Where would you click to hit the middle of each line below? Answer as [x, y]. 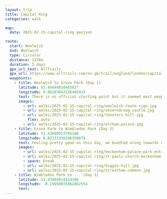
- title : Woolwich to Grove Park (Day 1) [57, 83]
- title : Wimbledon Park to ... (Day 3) [56, 175]
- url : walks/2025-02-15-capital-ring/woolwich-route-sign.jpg [90, 106]
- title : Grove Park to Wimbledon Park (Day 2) [64, 129]
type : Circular [25, 55]
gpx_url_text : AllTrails [35, 69]
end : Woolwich [24, 50]
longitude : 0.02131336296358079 [52, 138]
